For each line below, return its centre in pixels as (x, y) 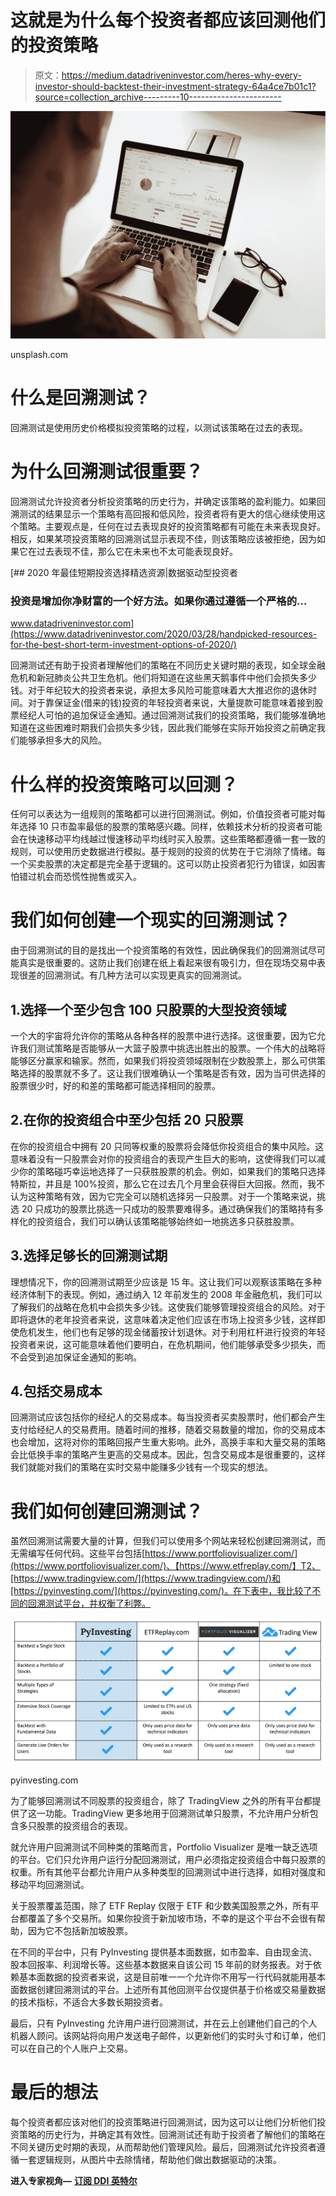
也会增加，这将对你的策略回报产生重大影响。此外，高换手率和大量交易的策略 (168, 1442)
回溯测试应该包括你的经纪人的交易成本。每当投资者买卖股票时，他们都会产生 (168, 1417)
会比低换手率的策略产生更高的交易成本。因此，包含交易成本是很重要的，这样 (168, 1455)
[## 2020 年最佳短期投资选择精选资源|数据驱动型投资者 (124, 573)
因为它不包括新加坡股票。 (80, 1930)
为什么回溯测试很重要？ (107, 472)
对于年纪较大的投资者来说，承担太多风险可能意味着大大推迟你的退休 (167, 690)
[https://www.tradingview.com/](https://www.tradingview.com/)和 (145, 1578)
